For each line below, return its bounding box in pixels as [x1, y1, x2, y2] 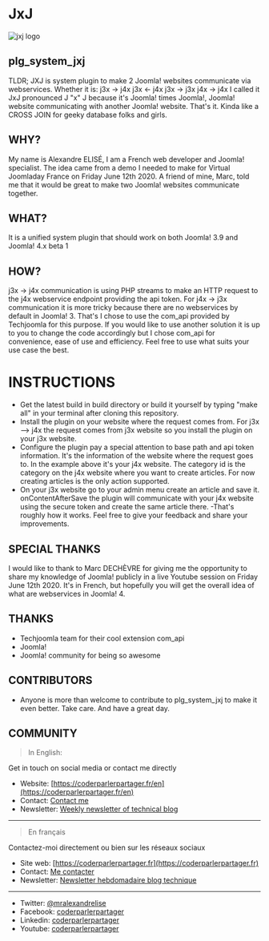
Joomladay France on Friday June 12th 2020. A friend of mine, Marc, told [8, 171, 250, 181]
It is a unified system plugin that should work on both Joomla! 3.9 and [8, 233, 239, 243]
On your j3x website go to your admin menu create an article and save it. [19, 485, 260, 495]
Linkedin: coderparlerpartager [19, 915, 120, 925]
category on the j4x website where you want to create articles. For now [19, 468, 255, 477]
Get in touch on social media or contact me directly [8, 763, 177, 773]
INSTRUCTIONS [8, 373, 116, 392]
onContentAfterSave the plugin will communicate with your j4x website [19, 493, 255, 503]
